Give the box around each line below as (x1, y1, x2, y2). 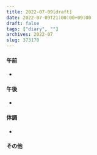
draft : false (6, 20, 40, 26)
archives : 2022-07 (6, 32, 53, 38)
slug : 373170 (6, 37, 40, 43)
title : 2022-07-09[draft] (6, 9, 72, 15)
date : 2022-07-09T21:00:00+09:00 (6, 15, 92, 21)
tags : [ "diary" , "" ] (6, 26, 59, 32)
